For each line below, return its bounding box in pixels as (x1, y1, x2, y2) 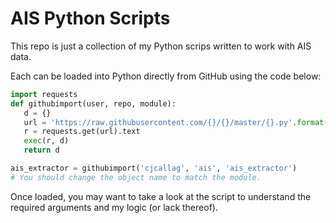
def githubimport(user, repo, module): (10, 98, 177, 109)
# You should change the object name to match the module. (10, 172, 262, 182)
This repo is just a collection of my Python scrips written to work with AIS (10, 40, 312, 52)
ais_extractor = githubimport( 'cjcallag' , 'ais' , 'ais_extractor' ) (10, 163, 298, 174)
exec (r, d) (23, 136, 70, 146)
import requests (10, 89, 78, 99)
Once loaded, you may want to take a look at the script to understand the (10, 190, 312, 202)
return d (23, 145, 60, 156)
